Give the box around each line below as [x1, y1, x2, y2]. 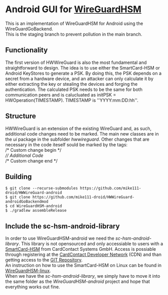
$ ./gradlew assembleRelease [5, 208, 67, 213]
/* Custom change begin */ [5, 147, 62, 153]
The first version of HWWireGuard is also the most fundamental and [5, 59, 147, 65]
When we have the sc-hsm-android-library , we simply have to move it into [5, 273, 160, 279]
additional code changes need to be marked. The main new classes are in [5, 130, 159, 137]
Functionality [5, 46, 48, 54]
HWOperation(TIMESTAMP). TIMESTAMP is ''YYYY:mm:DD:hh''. [5, 97, 139, 103]
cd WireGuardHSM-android [10, 204, 62, 209]
